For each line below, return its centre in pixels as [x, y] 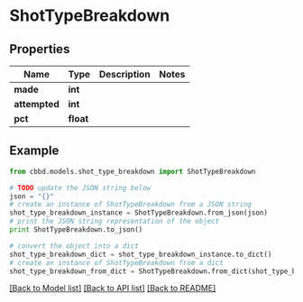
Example [34, 151]
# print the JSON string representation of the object [115, 222]
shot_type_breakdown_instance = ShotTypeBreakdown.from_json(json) [139, 213]
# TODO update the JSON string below [80, 188]
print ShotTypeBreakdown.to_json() [76, 230]
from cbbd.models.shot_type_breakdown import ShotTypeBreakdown [133, 171]
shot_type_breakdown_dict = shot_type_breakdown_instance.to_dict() [141, 254]
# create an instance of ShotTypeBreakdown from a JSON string [131, 205]
